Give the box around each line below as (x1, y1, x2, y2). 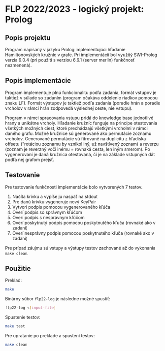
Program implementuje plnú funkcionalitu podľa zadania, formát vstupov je (5, 90, 157, 96)
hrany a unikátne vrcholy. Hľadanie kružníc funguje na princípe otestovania (5, 120, 158, 126)
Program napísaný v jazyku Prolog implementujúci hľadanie (5, 47, 126, 52)
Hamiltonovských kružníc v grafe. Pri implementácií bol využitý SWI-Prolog (5, 52, 158, 58)
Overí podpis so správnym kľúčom (12, 209, 82, 215)
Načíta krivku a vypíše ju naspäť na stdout (12, 193, 98, 199)
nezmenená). (5, 63, 32, 68)
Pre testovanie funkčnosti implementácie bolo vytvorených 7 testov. (5, 184, 143, 190)
